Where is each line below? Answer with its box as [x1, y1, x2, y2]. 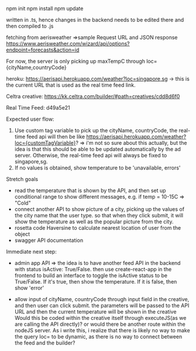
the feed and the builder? [14, 339, 75, 346]
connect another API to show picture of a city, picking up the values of [14, 206, 185, 213]
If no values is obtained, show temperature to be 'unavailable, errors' [14, 164, 181, 171]
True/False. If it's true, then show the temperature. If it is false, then [14, 278, 177, 285]
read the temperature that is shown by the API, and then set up [14, 187, 166, 194]
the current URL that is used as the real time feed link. [6, 81, 136, 88]
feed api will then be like [26, 133, 85, 140]
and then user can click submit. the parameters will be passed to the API [14, 302, 190, 309]
